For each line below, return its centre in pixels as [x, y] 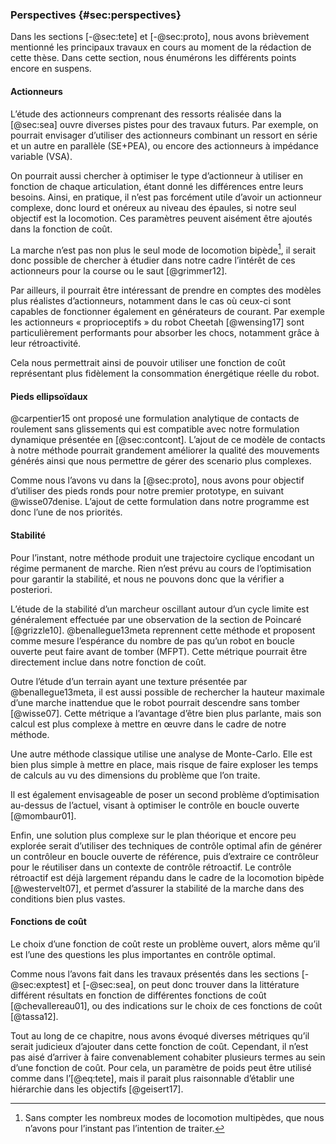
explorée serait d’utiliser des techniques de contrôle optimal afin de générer [166, 845]
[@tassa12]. [34, 1016]
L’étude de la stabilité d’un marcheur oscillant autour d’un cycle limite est [160, 609]
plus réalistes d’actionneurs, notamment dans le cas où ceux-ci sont [151, 301]
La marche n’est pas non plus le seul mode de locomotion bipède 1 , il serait [163, 249]
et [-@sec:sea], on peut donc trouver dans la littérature [185, 984]
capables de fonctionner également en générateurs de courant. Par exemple [167, 312]
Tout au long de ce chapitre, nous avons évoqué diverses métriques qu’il [160, 1035]
